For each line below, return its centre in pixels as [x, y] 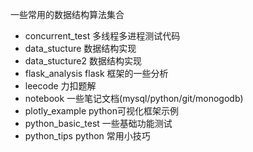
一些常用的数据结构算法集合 [67, 14]
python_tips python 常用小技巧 [87, 136]
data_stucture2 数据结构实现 [83, 61]
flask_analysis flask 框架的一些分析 [96, 73]
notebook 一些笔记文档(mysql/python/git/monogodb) [134, 98]
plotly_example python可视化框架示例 [101, 111]
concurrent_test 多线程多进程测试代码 [102, 36]
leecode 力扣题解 [60, 86]
